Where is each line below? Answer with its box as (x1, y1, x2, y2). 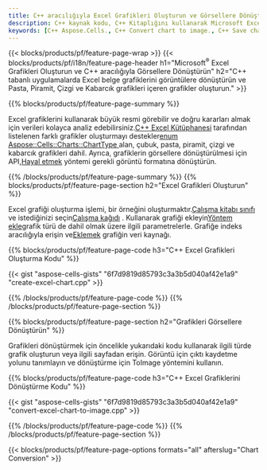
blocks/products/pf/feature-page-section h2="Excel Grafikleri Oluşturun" (8, 181, 249, 190)
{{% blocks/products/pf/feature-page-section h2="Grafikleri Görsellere (8, 317, 242, 327)
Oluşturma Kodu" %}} (8, 254, 79, 264)
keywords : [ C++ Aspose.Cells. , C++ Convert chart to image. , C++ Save (8, 26, 247, 34)
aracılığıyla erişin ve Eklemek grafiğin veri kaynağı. (8, 230, 172, 240)
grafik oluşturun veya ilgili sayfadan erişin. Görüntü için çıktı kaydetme (8, 350, 238, 359)
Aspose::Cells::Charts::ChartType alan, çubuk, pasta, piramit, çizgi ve (8, 140, 235, 150)
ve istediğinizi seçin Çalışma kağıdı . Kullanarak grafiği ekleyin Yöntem (8, 213, 233, 223)
